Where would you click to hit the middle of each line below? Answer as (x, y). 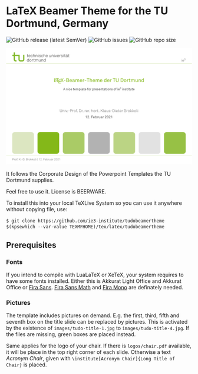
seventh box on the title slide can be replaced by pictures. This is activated (97, 322)
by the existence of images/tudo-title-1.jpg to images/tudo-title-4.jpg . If (98, 328)
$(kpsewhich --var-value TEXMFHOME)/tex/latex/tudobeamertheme (85, 227)
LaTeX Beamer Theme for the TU (87, 11)
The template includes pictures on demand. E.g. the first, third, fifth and (93, 315)
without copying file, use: (37, 209)
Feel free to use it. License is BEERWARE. (56, 192)
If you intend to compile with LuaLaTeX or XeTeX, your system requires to (95, 275)
